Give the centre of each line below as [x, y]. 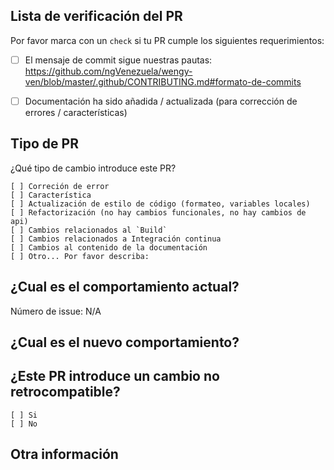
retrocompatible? [65, 392]
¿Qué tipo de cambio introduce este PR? [93, 168]
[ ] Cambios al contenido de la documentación [109, 247]
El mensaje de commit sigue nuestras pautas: [118, 60]
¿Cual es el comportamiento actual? [125, 287]
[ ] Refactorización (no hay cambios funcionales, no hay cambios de [158, 212]
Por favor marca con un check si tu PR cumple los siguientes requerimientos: [167, 40]
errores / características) [76, 112]
